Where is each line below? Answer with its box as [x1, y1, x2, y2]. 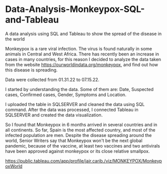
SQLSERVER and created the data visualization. [5, 111, 103, 118]
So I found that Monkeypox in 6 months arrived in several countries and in [5, 121, 157, 127]
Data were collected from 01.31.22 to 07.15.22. [5, 76, 99, 82]
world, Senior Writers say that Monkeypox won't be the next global [5, 137, 142, 143]
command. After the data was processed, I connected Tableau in [5, 106, 138, 112]
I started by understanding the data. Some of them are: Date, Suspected [5, 86, 154, 92]
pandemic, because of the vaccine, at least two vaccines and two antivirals [5, 142, 160, 148]
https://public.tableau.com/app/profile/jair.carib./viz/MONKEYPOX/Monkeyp [5, 157, 162, 163]
